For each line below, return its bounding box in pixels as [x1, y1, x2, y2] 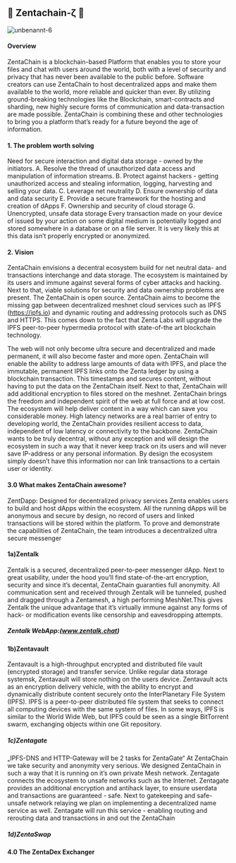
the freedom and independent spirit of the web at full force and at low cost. [7, 397, 225, 405]
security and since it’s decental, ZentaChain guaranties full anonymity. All [7, 580, 221, 589]
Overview [7, 42, 37, 50]
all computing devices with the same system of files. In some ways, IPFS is [7, 705, 224, 714]
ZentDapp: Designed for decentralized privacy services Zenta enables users [7, 496, 229, 505]
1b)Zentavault [7, 644, 49, 653]
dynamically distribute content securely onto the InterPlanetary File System [7, 690, 225, 699]
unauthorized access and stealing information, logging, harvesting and [7, 179, 213, 188]
